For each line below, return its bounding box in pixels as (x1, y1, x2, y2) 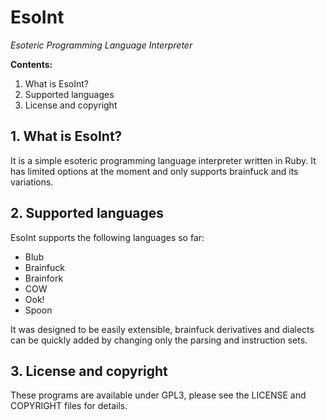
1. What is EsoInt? (10, 128, 123, 145)
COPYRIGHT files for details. (10, 400, 128, 412)
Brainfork (24, 272, 64, 284)
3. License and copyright (10, 362, 168, 380)
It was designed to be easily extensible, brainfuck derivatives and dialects (10, 323, 315, 335)
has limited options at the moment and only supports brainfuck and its (10, 165, 299, 177)
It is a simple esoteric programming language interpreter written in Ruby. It (10, 154, 317, 166)
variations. (10, 176, 54, 188)
